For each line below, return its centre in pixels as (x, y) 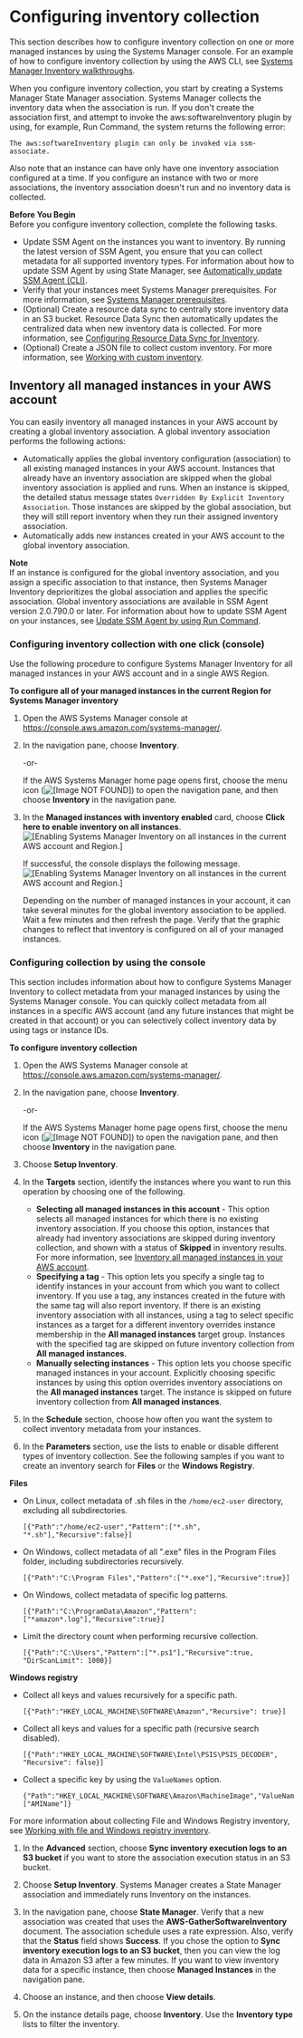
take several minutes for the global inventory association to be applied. (154, 910)
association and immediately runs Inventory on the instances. (137, 1895)
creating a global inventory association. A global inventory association (140, 431)
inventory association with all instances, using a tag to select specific (165, 1315)
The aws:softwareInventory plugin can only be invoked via (123, 143)
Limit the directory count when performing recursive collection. (140, 1637)
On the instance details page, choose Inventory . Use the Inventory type (158, 2014)
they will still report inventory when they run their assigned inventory (150, 516)
